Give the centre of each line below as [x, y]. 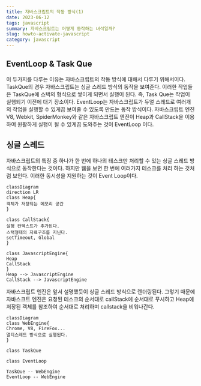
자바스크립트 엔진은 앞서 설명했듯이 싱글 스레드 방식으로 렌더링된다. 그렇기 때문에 [101, 291]
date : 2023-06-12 [28, 17]
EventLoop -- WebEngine [36, 377]
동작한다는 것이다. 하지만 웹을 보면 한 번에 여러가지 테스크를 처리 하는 [103, 168]
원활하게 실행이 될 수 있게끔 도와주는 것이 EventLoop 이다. [85, 124]
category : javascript [33, 40]
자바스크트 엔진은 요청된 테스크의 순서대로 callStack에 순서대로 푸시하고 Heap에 [100, 299]
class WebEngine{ [28, 323]
